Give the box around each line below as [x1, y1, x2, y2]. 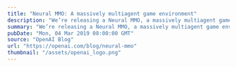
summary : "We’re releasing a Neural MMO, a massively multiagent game [7, 23, 219, 30]
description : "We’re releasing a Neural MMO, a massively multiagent [7, 17, 217, 24]
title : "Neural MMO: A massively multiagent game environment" [7, 10, 197, 17]
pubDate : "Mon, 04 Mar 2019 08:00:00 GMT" [7, 29, 134, 37]
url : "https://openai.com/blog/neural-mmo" [7, 43, 138, 50]
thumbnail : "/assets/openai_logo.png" [7, 50, 121, 57]
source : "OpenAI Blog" [7, 36, 74, 43]
